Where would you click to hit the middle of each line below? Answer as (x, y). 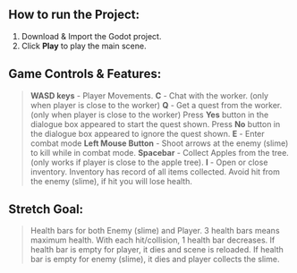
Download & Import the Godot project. (91, 36)
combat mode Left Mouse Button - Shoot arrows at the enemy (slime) (159, 143)
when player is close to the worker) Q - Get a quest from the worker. (156, 105)
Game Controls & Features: (85, 74)
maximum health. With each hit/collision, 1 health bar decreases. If (153, 240)
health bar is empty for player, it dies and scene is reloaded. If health (157, 250)
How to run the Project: (74, 15)
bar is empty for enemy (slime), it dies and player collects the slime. (155, 260)
